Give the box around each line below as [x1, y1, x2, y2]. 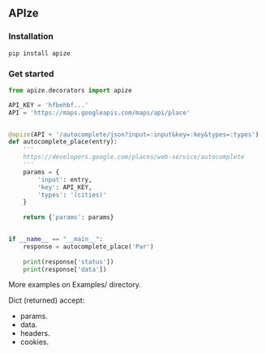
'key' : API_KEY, [37, 183, 92, 192]
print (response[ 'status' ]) [23, 257, 114, 266]
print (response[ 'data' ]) [23, 265, 107, 273]
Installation [8, 31, 54, 42]
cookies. [19, 337, 49, 347]
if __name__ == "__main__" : [8, 235, 104, 243]
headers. [19, 329, 50, 338]
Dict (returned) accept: [8, 295, 85, 305]
